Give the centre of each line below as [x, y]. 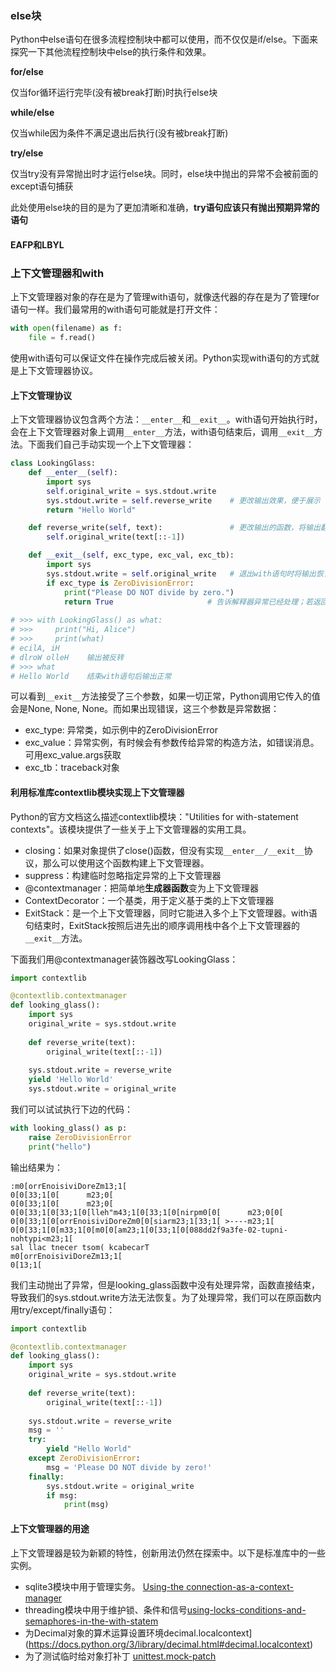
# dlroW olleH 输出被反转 [67, 657]
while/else [32, 113]
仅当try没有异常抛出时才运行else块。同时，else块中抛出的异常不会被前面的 [164, 174]
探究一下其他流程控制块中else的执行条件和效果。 [111, 52]
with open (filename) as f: [66, 328]
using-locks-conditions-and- [246, 1609]
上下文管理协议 [41, 395]
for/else [27, 72]
